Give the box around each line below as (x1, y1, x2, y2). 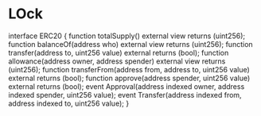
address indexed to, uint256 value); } (8, 99, 130, 108)
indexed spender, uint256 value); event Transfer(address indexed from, (8, 90, 242, 99)
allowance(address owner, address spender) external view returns (8, 56, 226, 66)
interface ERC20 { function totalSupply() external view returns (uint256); (8, 31, 245, 41)
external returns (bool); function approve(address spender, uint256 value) (8, 73, 251, 83)
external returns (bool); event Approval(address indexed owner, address (8, 81, 245, 91)
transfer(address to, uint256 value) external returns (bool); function (8, 48, 229, 57)
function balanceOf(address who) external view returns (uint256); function (8, 39, 253, 48)
